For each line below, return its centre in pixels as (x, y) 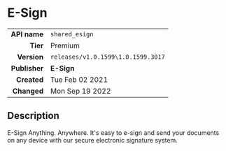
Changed (28, 91)
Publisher (27, 68)
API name (27, 34)
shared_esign (72, 34)
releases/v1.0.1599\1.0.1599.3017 (108, 57)
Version (30, 57)
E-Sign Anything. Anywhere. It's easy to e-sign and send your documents (113, 132)
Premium (65, 45)
